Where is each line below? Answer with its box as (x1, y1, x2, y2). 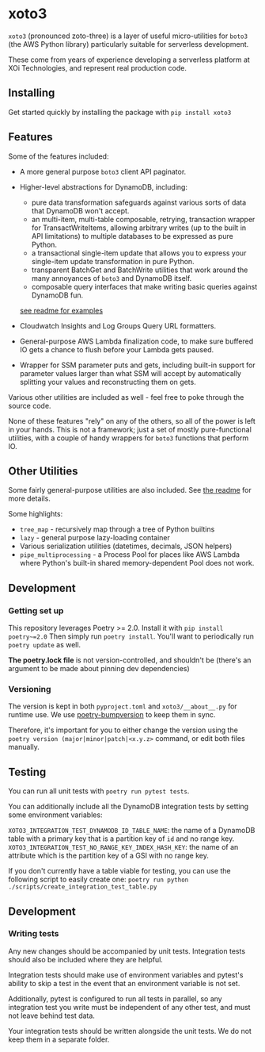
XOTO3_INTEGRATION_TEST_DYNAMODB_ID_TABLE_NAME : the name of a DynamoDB (8, 826, 256, 835)
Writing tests (8, 928, 59, 939)
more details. (8, 493, 51, 504)
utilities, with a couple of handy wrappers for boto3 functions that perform (8, 433, 249, 443)
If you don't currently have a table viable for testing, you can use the (8, 866, 231, 876)
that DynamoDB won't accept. (31, 205, 130, 215)
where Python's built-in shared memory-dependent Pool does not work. (19, 559, 255, 568)
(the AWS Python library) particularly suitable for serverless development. (8, 39, 249, 48)
